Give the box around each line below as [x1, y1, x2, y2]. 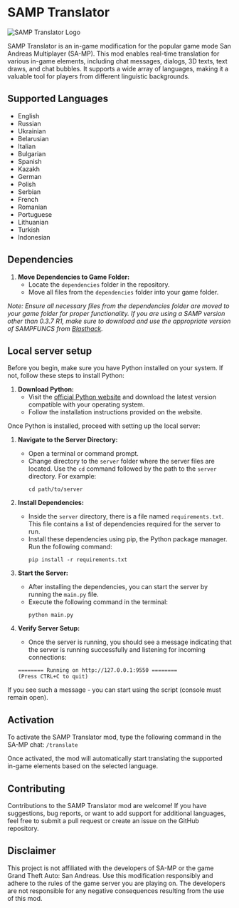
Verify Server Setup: [17, 624, 80, 633]
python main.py [28, 611, 73, 619]
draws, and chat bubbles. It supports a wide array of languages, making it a [7, 64, 229, 73]
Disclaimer [7, 845, 56, 857]
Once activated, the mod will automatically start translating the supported [7, 754, 223, 763]
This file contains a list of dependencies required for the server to [28, 520, 221, 529]
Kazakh [17, 165, 41, 173]
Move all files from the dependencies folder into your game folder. [28, 287, 219, 296]
